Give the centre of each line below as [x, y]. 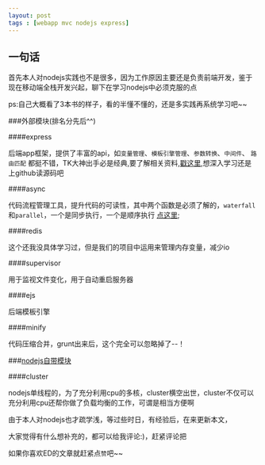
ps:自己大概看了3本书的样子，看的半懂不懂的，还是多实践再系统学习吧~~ [128, 105]
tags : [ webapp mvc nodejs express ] [69, 23]
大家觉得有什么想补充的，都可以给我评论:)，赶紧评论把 [98, 436]
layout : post [30, 15]
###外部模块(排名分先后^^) [52, 121]
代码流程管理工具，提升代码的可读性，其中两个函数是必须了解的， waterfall [132, 205]
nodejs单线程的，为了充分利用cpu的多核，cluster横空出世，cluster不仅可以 [131, 393]
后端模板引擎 [29, 312]
